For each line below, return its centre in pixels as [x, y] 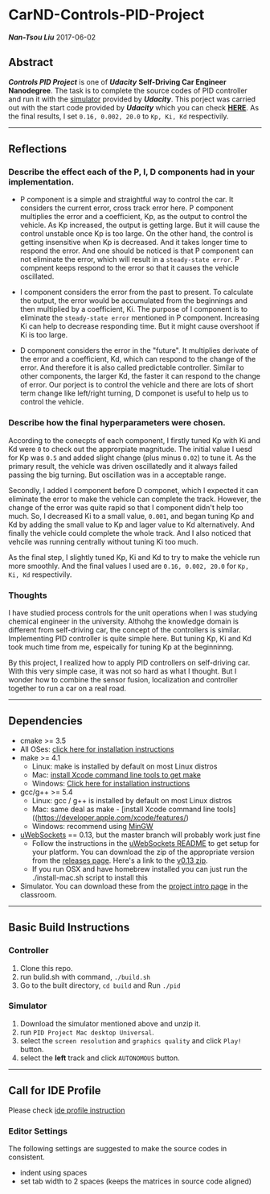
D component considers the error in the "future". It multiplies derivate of [139, 350]
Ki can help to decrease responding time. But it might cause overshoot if [139, 326]
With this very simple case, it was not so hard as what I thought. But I [123, 671]
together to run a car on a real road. [67, 688]
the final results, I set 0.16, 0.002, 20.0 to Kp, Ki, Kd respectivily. [119, 116]
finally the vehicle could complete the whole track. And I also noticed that [130, 533]
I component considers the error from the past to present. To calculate [137, 292]
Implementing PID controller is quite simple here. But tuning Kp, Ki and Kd [130, 639]
